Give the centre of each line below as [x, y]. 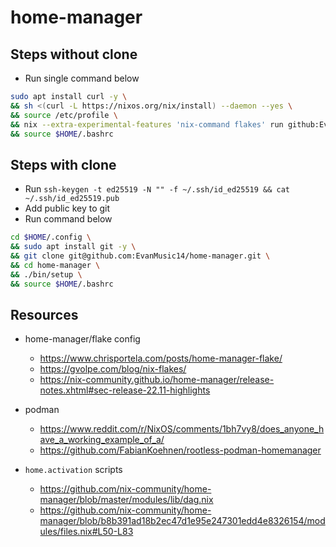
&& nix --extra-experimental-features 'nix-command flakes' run [147, 124]
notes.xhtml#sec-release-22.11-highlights [125, 390]
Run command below [68, 219]
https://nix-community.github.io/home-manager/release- [157, 380]
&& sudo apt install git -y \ [73, 247]
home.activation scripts [73, 470]
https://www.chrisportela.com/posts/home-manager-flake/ [161, 358]
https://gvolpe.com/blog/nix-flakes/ [113, 369]
